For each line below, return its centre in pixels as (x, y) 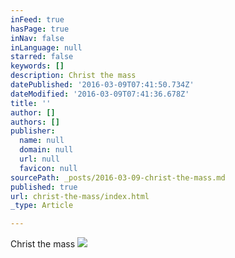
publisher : (33, 131)
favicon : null (48, 168)
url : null (39, 159)
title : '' (31, 103)
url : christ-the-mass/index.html (80, 196)
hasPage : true (40, 29)
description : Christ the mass (73, 76)
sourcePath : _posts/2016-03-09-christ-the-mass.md (118, 177)
